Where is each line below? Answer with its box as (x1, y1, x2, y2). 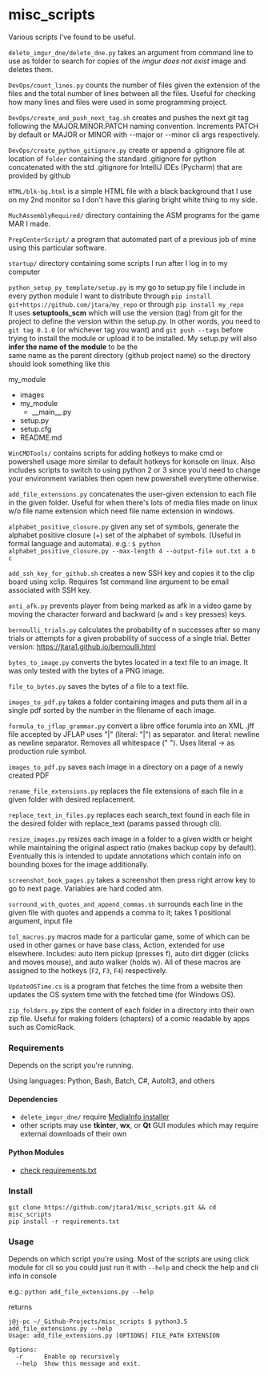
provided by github (8, 171, 71, 180)
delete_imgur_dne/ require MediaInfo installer (19, 1112, 170, 1122)
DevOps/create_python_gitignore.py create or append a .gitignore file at (8, 145, 246, 155)
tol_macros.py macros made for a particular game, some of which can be (8, 931, 250, 941)
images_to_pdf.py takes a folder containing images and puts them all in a (8, 697, 248, 706)
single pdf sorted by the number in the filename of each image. (8, 705, 216, 714)
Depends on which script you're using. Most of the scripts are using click (8, 1254, 250, 1264)
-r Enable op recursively (15, 1353, 120, 1361)
